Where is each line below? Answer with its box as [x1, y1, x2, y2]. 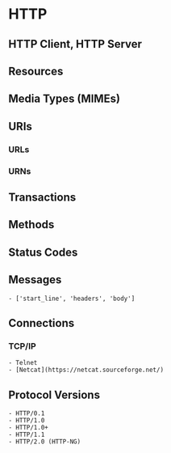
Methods [8, 218, 55, 231]
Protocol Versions [8, 387, 101, 401]
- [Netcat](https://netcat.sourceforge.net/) [8, 366, 164, 375]
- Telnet [8, 359, 38, 367]
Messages [8, 273, 62, 287]
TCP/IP [8, 341, 36, 352]
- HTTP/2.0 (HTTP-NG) [8, 438, 81, 446]
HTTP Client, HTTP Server [8, 37, 143, 51]
